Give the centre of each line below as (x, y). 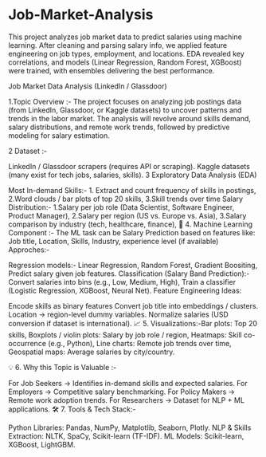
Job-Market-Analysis (81, 15)
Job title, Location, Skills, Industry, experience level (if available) (113, 241)
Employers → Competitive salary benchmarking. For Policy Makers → (122, 392)
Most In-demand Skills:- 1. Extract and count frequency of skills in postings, (132, 190)
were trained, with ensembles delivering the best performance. (111, 70)
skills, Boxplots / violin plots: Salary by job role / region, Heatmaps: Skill (125, 335)
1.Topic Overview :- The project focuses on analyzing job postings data (125, 101)
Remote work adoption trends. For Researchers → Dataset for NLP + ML (127, 400)
